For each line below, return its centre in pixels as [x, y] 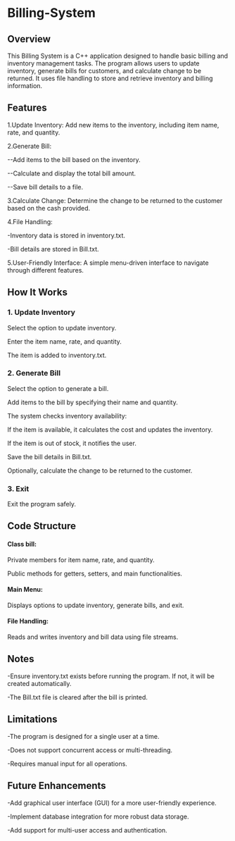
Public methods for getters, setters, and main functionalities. [95, 573]
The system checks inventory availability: [67, 416]
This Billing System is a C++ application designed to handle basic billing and [118, 56]
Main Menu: [25, 590]
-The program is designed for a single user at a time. [83, 736]
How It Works [38, 293]
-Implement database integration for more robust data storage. [98, 816]
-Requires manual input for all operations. [68, 764]
